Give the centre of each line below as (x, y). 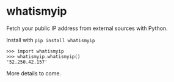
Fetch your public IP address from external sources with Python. (87, 28)
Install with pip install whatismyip (51, 40)
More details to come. (34, 73)
